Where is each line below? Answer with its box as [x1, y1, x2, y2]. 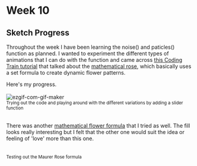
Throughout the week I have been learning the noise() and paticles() [6, 43, 175, 51]
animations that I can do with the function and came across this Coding [6, 57, 183, 63]
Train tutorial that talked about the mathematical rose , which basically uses [6, 63, 192, 70]
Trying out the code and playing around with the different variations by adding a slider [6, 100, 183, 106]
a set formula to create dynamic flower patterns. [6, 69, 126, 76]
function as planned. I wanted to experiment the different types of [6, 50, 169, 57]
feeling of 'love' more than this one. [6, 135, 94, 142]
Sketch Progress [6, 28, 70, 38]
